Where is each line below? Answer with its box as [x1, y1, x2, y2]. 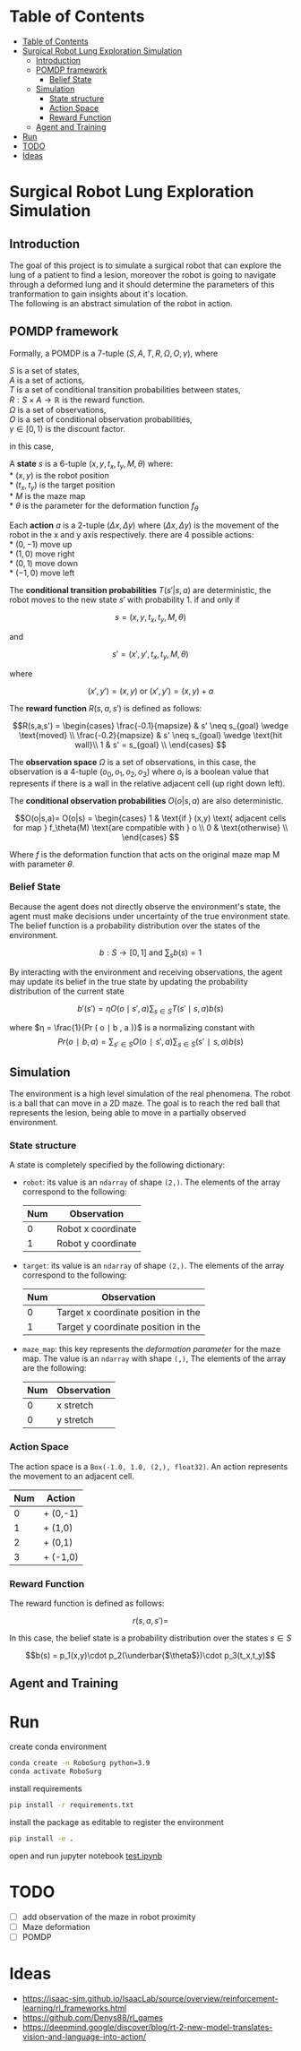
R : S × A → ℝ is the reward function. [9, 394, 145, 405]
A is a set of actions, [9, 375, 85, 385]
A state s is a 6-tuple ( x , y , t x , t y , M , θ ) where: [9, 458, 174, 471]
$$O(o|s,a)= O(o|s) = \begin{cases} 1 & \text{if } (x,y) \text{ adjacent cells [14, 813, 287, 823]
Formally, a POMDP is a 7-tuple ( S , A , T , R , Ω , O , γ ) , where [9, 348, 219, 358]
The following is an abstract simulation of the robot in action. [9, 297, 233, 308]
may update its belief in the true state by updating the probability [9, 976, 248, 987]
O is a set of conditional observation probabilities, [9, 414, 193, 425]
